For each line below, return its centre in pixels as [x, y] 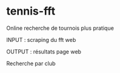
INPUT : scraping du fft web [41, 40]
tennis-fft [31, 11]
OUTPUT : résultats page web [44, 51]
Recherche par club [31, 63]
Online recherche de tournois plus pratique [60, 28]
